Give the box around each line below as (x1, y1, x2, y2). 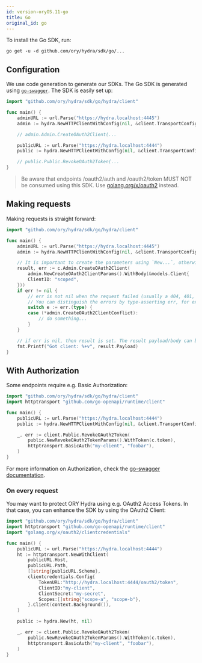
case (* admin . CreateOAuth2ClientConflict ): (28, 310, 138, 316)
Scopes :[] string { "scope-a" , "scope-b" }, (38, 596, 141, 602)
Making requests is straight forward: (6, 215, 96, 222)
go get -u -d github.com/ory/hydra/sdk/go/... (6, 48, 125, 54)
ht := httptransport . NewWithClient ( (17, 552, 109, 558)
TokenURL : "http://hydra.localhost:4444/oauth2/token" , (38, 579, 179, 585)
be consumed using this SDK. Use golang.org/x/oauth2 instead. (20, 182, 179, 189)
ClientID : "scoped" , (28, 276, 79, 282)
